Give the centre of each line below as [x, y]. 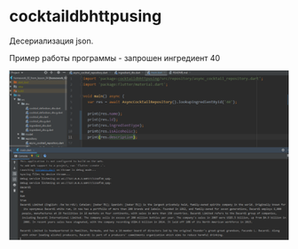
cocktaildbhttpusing [86, 16]
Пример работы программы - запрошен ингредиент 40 [115, 58]
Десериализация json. [51, 41]
